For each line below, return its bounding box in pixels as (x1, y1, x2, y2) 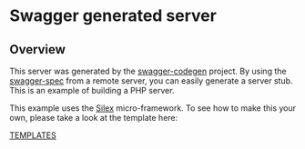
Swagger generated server (9, 5, 217, 26)
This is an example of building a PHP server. (9, 85, 175, 95)
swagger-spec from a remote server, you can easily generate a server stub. (9, 75, 293, 86)
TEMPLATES (9, 130, 56, 141)
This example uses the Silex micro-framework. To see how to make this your (9, 103, 297, 114)
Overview (9, 42, 66, 57)
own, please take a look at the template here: (9, 113, 178, 123)
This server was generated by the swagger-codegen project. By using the (9, 65, 287, 76)
